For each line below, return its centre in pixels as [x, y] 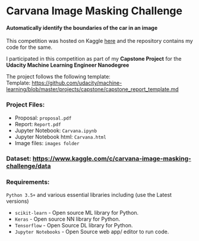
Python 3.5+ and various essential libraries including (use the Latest [89, 195]
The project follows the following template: [59, 77]
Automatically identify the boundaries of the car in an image [82, 27]
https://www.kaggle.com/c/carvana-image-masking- [112, 158]
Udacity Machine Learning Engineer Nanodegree [68, 65]
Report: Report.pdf [38, 124]
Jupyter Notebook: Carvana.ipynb [56, 130]
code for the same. [29, 47]
